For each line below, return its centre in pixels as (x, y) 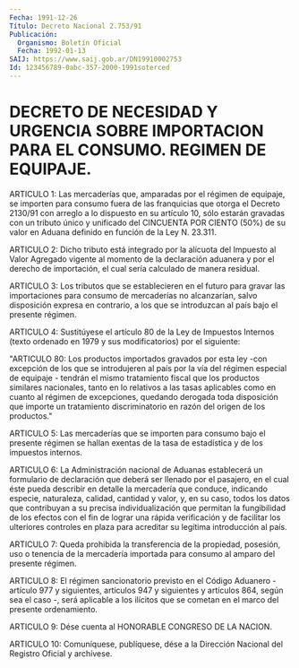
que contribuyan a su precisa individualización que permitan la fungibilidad (148, 508)
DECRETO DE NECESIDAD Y (114, 112)
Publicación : (34, 34)
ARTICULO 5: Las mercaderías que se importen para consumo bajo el (137, 433)
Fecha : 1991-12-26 (43, 17)
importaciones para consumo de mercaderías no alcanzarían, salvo (133, 295)
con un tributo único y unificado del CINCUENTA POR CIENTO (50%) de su (148, 222)
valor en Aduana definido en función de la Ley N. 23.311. (113, 232)
